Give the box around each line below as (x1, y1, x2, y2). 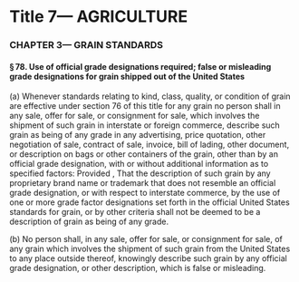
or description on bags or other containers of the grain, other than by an (9, 149, 279, 160)
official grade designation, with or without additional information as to (9, 159, 269, 170)
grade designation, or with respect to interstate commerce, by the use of (9, 188, 281, 199)
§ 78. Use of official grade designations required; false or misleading (9, 61, 272, 72)
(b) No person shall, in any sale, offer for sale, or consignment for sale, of (9, 234, 283, 245)
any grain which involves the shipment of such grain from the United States (9, 243, 291, 255)
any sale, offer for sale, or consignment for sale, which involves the (9, 111, 260, 122)
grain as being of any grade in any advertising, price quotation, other (9, 130, 266, 141)
